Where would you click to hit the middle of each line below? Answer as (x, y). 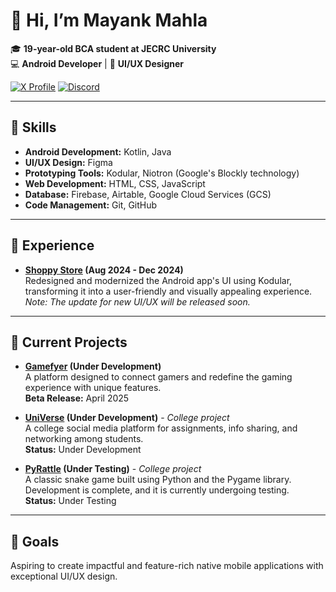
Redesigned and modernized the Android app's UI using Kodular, (158, 280)
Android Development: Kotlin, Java (98, 151)
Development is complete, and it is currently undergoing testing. (157, 490)
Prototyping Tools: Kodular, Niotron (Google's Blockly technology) (162, 173)
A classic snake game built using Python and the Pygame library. (158, 480)
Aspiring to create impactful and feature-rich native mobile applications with (167, 566)
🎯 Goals (35, 541)
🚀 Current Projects (69, 342)
